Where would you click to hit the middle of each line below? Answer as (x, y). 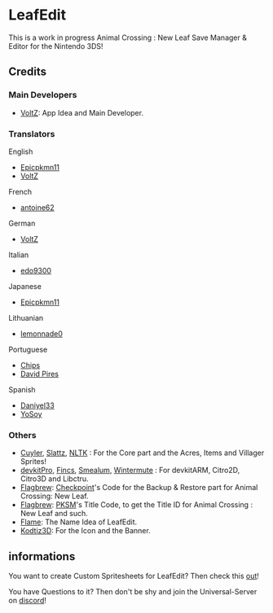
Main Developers (43, 95)
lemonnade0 (41, 333)
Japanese (25, 286)
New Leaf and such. (54, 514)
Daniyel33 (37, 405)
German (22, 223)
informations (42, 556)
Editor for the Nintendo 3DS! (56, 46)
